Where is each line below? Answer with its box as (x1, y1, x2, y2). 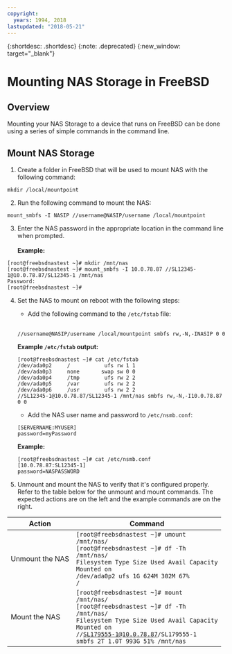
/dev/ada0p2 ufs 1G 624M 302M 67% (75, 572, 190, 580)
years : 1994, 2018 (13, 17, 67, 24)
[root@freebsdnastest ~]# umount (75, 530, 186, 539)
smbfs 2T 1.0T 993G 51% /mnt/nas (75, 637, 186, 646)
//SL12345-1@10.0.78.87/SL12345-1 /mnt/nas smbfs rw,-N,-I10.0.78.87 (17, 393, 223, 400)
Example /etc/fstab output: (17, 343, 99, 351)
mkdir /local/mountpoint (7, 187, 79, 194)
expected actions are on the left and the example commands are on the (17, 495, 222, 503)
